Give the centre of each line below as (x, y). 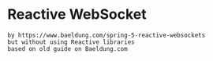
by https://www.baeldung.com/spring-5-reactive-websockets (106, 35)
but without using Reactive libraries (71, 42)
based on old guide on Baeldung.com (67, 48)
